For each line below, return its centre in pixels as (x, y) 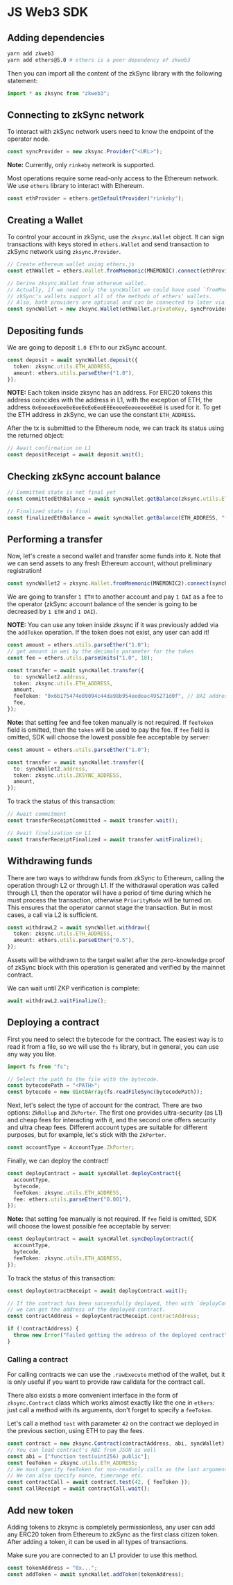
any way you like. (32, 1054)
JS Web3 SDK (48, 12)
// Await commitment (37, 814)
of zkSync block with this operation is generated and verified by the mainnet (116, 967)
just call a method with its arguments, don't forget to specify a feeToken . (110, 1410)
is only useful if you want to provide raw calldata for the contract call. (106, 1382)
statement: (23, 80)
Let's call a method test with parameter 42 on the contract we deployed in (113, 1423)
